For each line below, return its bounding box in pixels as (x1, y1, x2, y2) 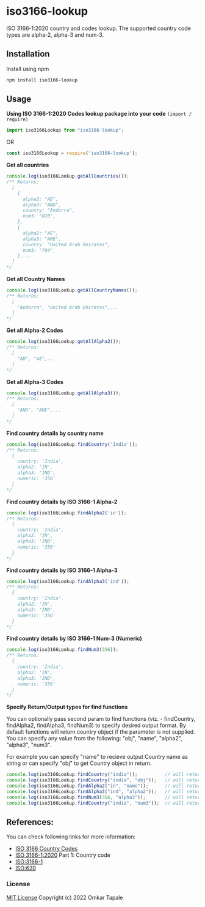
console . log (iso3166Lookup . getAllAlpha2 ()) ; (6, 339, 121, 345)
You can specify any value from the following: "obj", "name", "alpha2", (6, 735, 183, 742)
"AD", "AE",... (17, 355, 56, 362)
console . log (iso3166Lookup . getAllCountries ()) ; (6, 173, 130, 179)
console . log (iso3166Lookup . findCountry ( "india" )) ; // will (6, 772, 184, 778)
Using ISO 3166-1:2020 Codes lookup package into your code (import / (6, 110, 192, 118)
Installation (6, 49, 50, 59)
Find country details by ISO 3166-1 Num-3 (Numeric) (6, 635, 142, 642)
